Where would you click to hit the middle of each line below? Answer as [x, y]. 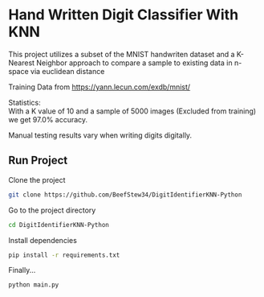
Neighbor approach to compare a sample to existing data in [134, 63]
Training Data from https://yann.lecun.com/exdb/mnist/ [100, 87]
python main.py [34, 285]
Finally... [22, 270]
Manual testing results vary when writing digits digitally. [100, 135]
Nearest [21, 63]
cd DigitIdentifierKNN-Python [59, 225]
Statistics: [25, 102]
